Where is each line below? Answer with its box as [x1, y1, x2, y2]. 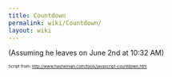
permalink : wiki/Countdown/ [8, 19, 102, 27]
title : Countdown [8, 11, 66, 20]
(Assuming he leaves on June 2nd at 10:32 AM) [8, 48, 165, 58]
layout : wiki [8, 26, 52, 34]
